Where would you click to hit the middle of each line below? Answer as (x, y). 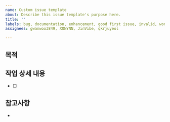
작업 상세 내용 (25, 73)
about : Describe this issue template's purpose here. (63, 15)
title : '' (16, 19)
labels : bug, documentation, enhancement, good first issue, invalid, (81, 24)
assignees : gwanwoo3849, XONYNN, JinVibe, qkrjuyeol (62, 29)
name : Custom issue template (36, 10)
